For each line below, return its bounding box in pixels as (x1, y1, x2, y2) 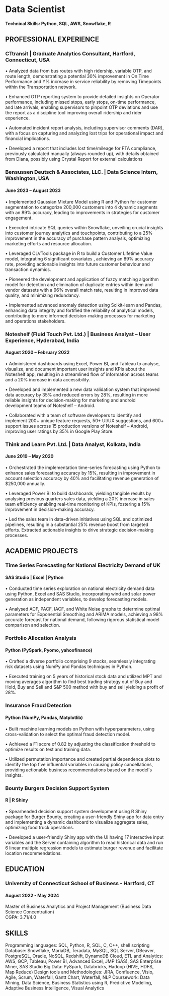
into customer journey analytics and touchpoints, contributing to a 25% (5, 230, 153, 236)
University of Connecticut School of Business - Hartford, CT (5, 880, 155, 887)
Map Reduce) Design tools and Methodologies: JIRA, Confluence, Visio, (5, 969, 154, 975)
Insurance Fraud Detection (5, 702, 72, 709)
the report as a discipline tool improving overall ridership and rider (5, 110, 142, 116)
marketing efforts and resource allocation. (5, 240, 92, 246)
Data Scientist (5, 4, 65, 15)
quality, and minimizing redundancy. (5, 292, 80, 298)
